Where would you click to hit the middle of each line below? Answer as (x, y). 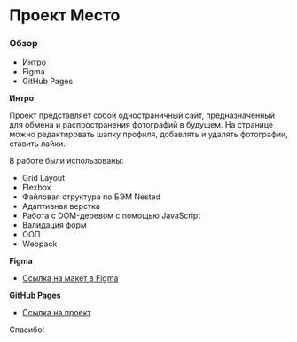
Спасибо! (27, 330)
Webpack (39, 244)
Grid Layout (43, 178)
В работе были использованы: (66, 161)
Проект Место (65, 16)
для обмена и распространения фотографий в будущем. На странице (141, 125)
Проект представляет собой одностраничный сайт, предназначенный (142, 115)
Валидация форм (54, 225)
